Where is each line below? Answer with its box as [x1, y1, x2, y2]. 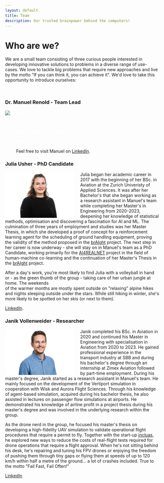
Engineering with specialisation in [80, 339, 148, 345]
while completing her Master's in [80, 203, 146, 209]
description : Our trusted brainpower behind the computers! [5, 18, 131, 23]
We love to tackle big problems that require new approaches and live [19, 67, 158, 73]
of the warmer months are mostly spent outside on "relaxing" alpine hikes [5, 285, 154, 291]
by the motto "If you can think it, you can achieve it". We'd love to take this [5, 72, 155, 78]
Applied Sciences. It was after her [80, 187, 148, 193]
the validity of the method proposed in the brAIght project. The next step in [5, 239, 156, 245]
